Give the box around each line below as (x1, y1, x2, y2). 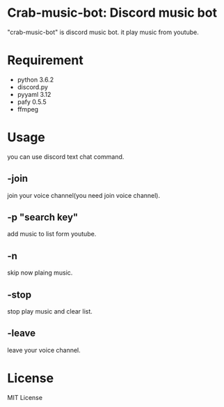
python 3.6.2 (17, 75, 54, 84)
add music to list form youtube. (7, 230, 97, 238)
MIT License (7, 393, 43, 401)
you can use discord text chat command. (7, 152, 125, 161)
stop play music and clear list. (7, 307, 93, 316)
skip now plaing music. (7, 268, 73, 277)
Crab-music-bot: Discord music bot (7, 5, 218, 21)
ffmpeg (17, 105, 39, 113)
